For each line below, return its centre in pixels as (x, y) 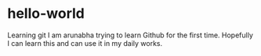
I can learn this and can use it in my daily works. (85, 43)
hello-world (46, 14)
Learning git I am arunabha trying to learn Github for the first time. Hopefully (130, 35)
